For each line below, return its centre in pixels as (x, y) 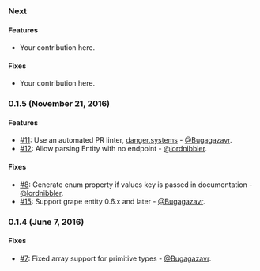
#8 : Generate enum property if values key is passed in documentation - (136, 185)
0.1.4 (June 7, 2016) (46, 222)
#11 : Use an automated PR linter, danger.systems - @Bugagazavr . (126, 140)
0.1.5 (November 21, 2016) (59, 104)
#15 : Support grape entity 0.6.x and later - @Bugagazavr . (112, 201)
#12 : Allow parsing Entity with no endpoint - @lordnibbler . (113, 149)
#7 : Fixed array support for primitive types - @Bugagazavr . (115, 258)
